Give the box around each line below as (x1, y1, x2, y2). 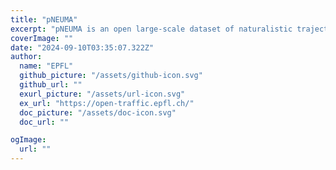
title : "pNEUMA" (10, 14, 78, 25)
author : (10, 52, 43, 62)
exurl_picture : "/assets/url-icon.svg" (19, 89, 186, 99)
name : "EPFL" (19, 61, 74, 71)
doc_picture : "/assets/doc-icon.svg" (19, 107, 177, 118)
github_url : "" (19, 80, 83, 90)
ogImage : (10, 135, 47, 145)
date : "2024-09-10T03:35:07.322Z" (10, 42, 155, 53)
